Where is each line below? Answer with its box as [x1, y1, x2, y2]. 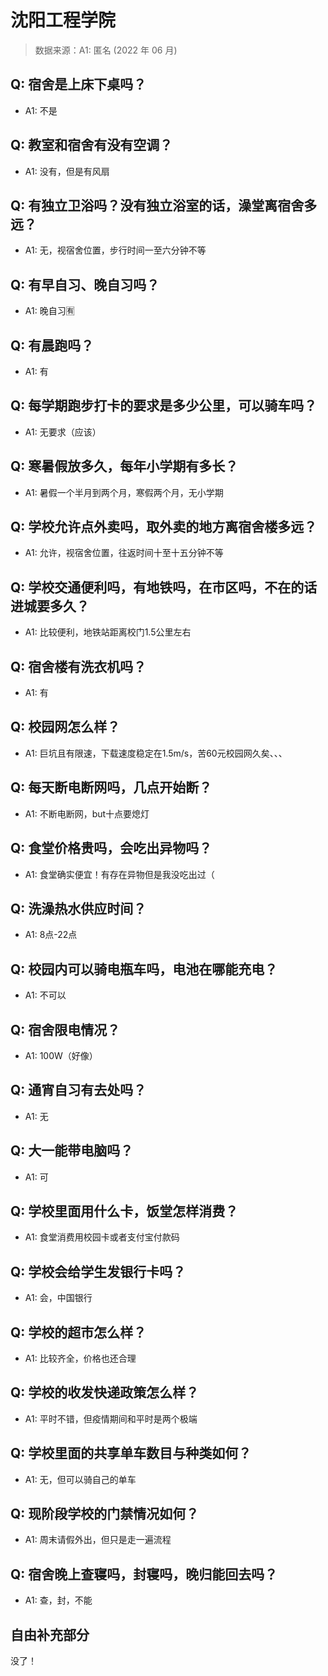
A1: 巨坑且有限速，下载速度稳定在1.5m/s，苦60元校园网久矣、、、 [24, 747, 288, 759]
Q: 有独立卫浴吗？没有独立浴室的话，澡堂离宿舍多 [10, 197, 318, 214]
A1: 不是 [24, 104, 58, 116]
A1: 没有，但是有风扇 [24, 165, 110, 177]
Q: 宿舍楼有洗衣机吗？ [10, 658, 147, 675]
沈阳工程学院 [10, 9, 117, 32]
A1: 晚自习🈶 [24, 305, 75, 317]
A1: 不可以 [24, 989, 67, 1001]
